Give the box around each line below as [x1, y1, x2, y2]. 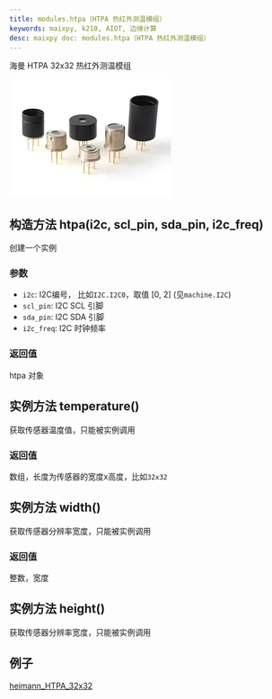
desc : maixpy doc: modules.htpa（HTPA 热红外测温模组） [9, 33, 211, 42]
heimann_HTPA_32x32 [9, 680, 93, 691]
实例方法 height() [9, 601, 106, 616]
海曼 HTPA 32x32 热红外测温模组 [9, 60, 132, 71]
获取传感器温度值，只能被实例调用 [9, 424, 136, 435]
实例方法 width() [9, 500, 101, 515]
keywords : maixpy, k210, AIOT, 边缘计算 [9, 23, 157, 33]
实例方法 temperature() [9, 399, 140, 414]
